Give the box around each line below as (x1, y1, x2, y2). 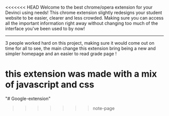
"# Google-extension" (5, 95, 51, 101)
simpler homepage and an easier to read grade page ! (5, 51, 117, 57)
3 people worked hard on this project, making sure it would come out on (5, 40, 154, 46)
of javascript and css (5, 79, 95, 90)
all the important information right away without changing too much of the (5, 20, 158, 26)
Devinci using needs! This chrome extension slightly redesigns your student (5, 10, 162, 16)
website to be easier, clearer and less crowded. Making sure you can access (5, 15, 164, 21)
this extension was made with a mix (5, 68, 157, 80)
